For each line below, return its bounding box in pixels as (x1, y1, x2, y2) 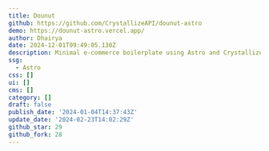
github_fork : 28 (8, 130, 62, 138)
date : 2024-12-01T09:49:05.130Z (8, 42, 116, 50)
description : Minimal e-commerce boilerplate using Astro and (8, 49, 220, 57)
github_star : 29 (8, 123, 62, 131)
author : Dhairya (8, 34, 62, 42)
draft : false (8, 101, 52, 109)
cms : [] (8, 85, 34, 94)
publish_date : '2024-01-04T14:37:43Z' (8, 109, 138, 117)
